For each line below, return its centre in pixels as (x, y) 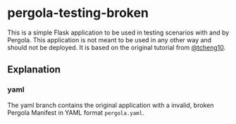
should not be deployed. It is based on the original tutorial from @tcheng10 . (117, 47)
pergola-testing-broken (78, 13)
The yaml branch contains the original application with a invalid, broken (111, 105)
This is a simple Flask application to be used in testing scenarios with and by (118, 32)
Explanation (34, 69)
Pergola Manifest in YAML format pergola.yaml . (76, 112)
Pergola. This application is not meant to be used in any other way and (110, 39)
